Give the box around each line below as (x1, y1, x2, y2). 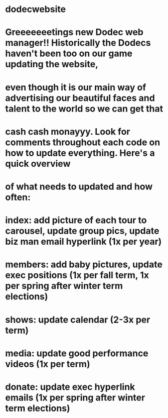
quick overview (5, 158, 71, 169)
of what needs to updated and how (5, 181, 153, 192)
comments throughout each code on (5, 137, 160, 148)
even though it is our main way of (5, 81, 146, 93)
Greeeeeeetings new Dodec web (5, 27, 144, 38)
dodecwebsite (5, 4, 66, 15)
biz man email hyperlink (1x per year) (5, 236, 162, 247)
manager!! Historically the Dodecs (5, 37, 151, 49)
